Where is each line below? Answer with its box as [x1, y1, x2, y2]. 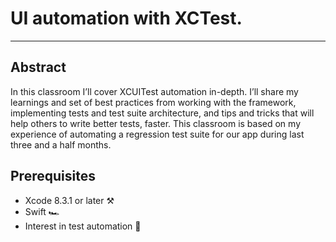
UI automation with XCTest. [10, 7, 243, 30]
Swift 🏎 [24, 205, 60, 217]
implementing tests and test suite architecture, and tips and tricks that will [10, 107, 315, 119]
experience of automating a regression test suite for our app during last [10, 128, 305, 140]
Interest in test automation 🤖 [24, 220, 142, 232]
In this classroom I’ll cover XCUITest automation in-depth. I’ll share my [10, 85, 299, 97]
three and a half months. [10, 138, 112, 151]
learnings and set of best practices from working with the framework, [10, 96, 297, 108]
